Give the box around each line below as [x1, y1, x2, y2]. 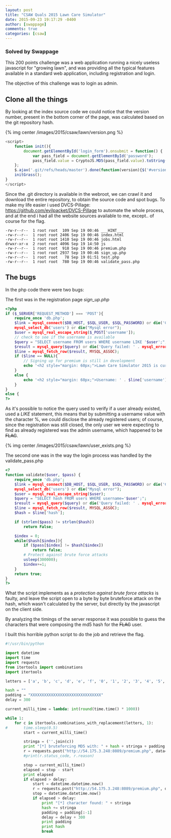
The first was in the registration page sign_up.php [5, 296, 109, 302]
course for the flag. [5, 218, 46, 224]
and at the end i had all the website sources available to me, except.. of [5, 213, 154, 219]
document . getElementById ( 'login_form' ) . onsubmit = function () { [23, 148, 163, 153]
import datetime [5, 650, 40, 656]
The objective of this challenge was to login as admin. [5, 80, 118, 87]
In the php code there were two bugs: [5, 286, 84, 293]
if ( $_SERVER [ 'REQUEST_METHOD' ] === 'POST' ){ [5, 311, 103, 316]
